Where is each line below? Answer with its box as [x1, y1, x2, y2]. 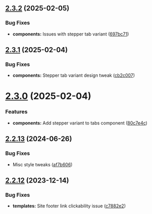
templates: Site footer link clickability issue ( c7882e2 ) [12, 203, 126, 209]
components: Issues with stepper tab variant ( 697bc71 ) [12, 30, 129, 37]
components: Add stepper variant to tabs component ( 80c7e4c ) [12, 119, 148, 126]
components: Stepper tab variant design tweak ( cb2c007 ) [12, 72, 135, 78]
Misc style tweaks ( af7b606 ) [12, 161, 72, 167]
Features [5, 108, 28, 115]
